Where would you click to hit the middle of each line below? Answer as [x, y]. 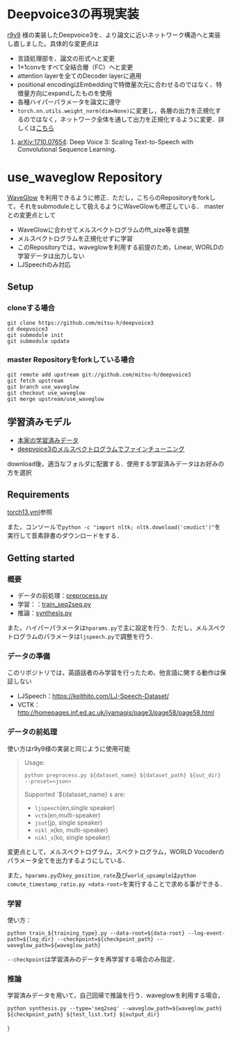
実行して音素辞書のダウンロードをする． [65, 536]
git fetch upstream [35, 381]
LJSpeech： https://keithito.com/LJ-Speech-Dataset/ [93, 696]
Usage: [34, 762]
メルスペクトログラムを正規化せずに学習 [75, 238]
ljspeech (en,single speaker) [75, 807]
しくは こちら [35, 128]
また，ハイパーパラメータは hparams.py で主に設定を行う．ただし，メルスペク [116, 628]
